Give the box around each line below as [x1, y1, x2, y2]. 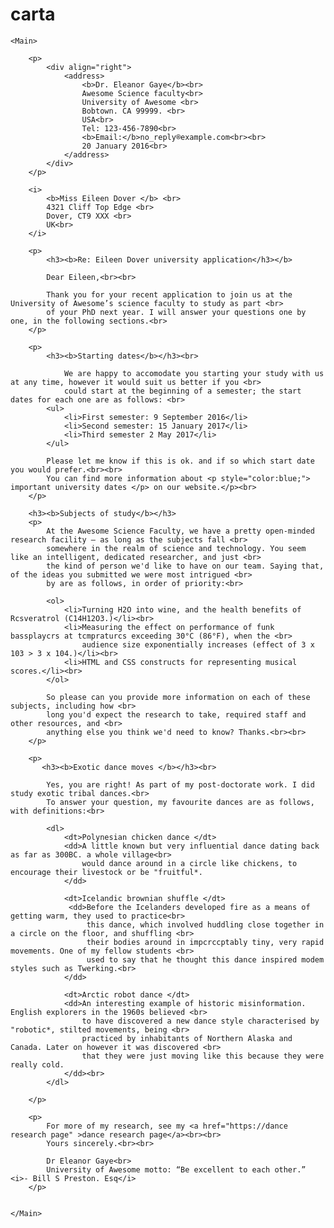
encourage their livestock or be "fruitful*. [10, 867, 203, 877]
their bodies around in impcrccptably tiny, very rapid [86, 937, 325, 947]
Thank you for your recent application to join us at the [46, 289, 293, 300]
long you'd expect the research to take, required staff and [46, 709, 307, 720]
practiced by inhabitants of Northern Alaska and [81, 1033, 293, 1043]
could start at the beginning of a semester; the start [63, 386, 302, 396]
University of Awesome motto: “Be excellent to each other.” [46, 1164, 307, 1175]
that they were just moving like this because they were [81, 1051, 325, 1061]
